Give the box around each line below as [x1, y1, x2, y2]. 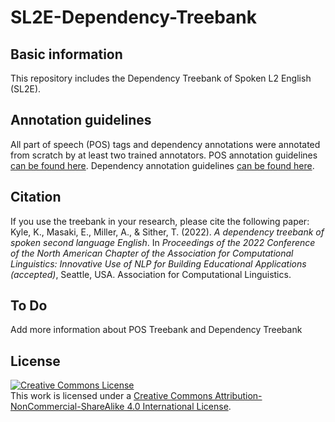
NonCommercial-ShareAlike [10, 401, 125, 413]
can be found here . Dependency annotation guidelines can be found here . [10, 159, 315, 171]
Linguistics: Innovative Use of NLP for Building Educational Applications [10, 257, 307, 270]
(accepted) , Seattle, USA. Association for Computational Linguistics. [10, 268, 292, 280]
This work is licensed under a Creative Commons [10, 390, 213, 402]
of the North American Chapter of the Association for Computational [10, 247, 294, 259]
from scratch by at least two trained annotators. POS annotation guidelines [10, 149, 318, 161]
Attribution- [214, 390, 263, 402]
